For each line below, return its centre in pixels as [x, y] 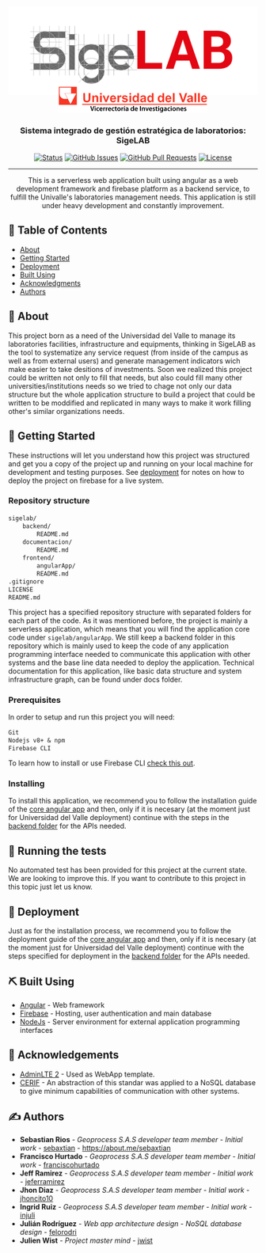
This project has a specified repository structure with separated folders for [130, 612]
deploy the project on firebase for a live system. [86, 480]
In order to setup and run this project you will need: [92, 717]
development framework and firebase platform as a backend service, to [133, 189]
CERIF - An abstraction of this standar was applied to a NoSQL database [137, 1082]
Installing [27, 784]
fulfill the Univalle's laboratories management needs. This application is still [133, 197]
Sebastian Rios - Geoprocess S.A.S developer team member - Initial [131, 1140]
